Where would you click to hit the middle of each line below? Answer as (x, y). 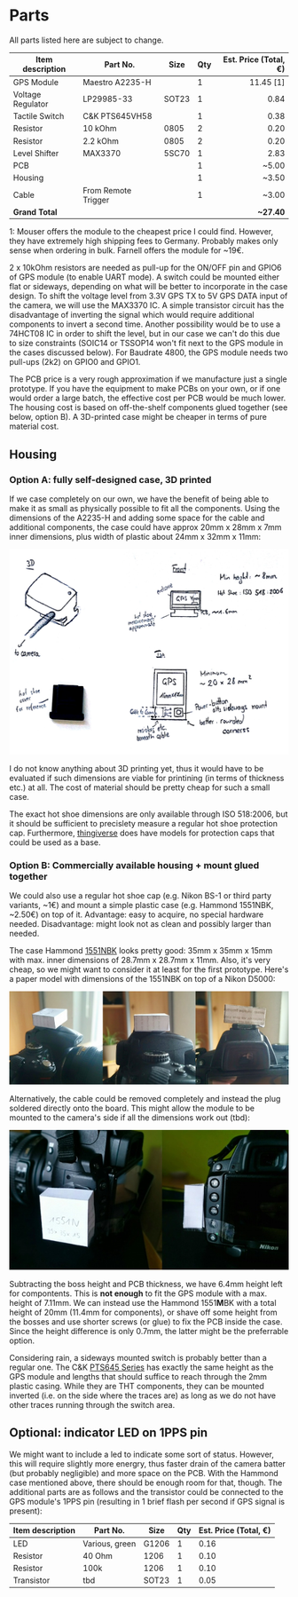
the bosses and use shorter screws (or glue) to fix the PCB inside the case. (146, 1322)
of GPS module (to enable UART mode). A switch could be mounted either (145, 277)
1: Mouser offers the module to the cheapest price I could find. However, (141, 232)
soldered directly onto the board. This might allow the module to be (132, 1108)
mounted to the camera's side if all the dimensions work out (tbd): (129, 1118)
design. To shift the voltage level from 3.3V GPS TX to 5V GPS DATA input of (149, 296)
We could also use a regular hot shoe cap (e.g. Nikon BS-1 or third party (141, 896)
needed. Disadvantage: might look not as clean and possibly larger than (141, 924)
